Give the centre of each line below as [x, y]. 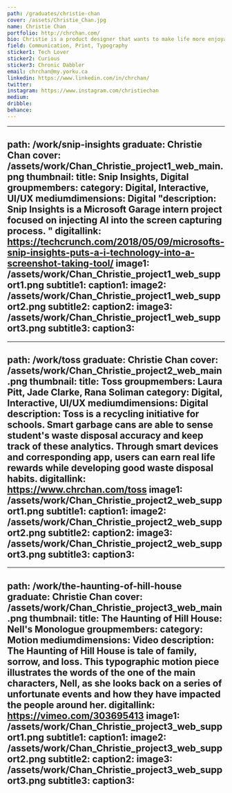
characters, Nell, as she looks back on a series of [115, 683]
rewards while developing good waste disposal [110, 468]
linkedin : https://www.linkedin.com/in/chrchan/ [78, 78]
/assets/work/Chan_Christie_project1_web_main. [115, 166]
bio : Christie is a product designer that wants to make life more [106, 39]
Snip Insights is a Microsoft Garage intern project [115, 209]
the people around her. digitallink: [81, 705]
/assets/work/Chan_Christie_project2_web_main [115, 371]
